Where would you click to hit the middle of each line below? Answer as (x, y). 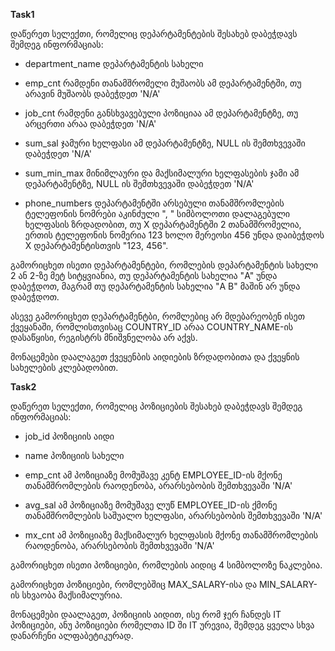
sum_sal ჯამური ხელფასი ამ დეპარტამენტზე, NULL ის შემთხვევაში (165, 143)
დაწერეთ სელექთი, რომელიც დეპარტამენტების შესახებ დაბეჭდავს (154, 33)
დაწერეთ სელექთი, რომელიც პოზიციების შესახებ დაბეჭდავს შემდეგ (156, 406)
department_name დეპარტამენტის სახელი (114, 63)
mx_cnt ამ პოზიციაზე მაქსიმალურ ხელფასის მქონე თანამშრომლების (171, 535)
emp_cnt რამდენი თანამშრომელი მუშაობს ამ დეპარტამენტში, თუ (163, 83)
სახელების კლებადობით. (64, 367)
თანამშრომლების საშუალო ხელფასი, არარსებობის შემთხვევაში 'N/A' (173, 515)
